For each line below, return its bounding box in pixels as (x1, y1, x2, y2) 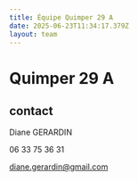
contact (9, 103, 53, 119)
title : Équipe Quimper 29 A (9, 12, 114, 22)
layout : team (9, 29, 58, 38)
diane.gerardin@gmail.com (9, 161, 109, 172)
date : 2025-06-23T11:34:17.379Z (9, 21, 129, 30)
